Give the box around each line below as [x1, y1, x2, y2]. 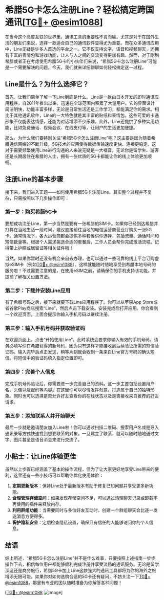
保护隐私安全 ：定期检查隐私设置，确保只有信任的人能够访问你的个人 [12, 519, 149, 525]
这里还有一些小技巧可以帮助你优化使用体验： [13, 472, 103, 478]
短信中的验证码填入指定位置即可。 [18, 355, 86, 361]
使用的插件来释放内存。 [16, 501, 64, 507]
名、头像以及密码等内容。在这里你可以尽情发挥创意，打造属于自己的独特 [5, 387, 150, 393]
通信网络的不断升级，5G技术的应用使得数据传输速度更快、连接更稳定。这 [9, 141, 156, 147]
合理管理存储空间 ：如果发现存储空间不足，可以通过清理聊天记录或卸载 [12, 495, 154, 501]
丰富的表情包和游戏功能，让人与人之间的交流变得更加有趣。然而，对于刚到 [9, 52, 159, 58]
